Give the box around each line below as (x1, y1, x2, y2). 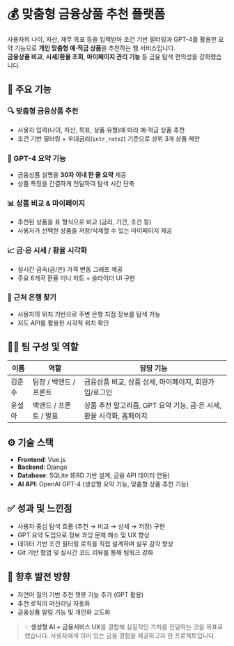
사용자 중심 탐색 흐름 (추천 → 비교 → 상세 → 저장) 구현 (17, 522, 166, 530)
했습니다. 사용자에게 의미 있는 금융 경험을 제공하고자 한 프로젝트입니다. (24, 631, 216, 640)
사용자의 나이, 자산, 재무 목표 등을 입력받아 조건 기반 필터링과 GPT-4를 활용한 (7, 35, 217, 43)
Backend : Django (17, 463, 68, 471)
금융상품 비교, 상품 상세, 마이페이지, (84, 377, 194, 387)
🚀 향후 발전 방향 (7, 571, 71, 583)
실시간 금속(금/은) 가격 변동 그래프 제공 (17, 265, 123, 273)
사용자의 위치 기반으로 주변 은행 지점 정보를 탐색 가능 (17, 309, 161, 318)
